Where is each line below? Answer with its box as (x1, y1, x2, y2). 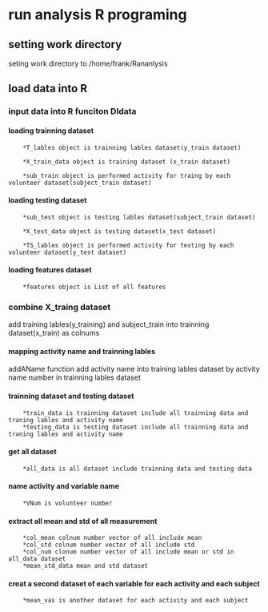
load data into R (8, 82, 88, 95)
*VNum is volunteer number (22, 499, 113, 508)
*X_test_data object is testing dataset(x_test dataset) (22, 227, 217, 236)
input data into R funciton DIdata (8, 106, 137, 117)
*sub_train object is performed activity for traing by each (22, 171, 230, 179)
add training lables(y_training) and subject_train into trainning (8, 320, 210, 329)
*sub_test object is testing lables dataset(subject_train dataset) (22, 213, 256, 221)
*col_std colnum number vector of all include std (22, 541, 195, 550)
